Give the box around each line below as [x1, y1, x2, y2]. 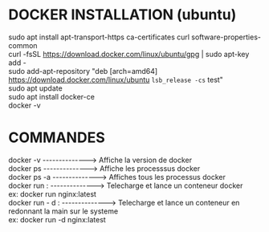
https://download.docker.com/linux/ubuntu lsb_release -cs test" [8, 75, 223, 84]
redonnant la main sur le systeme [8, 206, 119, 216]
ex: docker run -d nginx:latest [8, 214, 106, 224]
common [8, 40, 38, 50]
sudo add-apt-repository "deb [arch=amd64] [8, 66, 158, 75]
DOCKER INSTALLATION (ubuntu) [8, 6, 237, 24]
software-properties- [191, 32, 261, 42]
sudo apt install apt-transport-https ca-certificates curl [8, 32, 190, 42]
